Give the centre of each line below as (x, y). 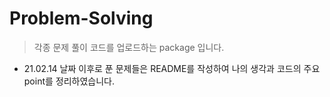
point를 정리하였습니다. (69, 81)
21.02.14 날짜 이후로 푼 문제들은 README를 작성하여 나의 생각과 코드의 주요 (172, 68)
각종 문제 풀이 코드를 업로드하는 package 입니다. (129, 47)
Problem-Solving (81, 18)
